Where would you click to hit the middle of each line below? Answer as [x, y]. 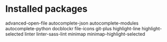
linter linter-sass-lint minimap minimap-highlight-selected [85, 34]
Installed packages [46, 9]
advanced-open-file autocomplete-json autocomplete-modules [72, 23]
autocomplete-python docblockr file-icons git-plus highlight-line [73, 28]
